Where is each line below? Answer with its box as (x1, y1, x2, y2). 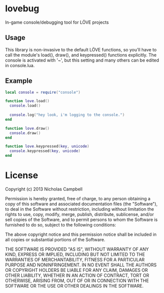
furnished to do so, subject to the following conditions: (5, 222, 116, 227)
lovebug (5, 3, 40, 14)
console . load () (9, 103, 41, 109)
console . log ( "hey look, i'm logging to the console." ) (9, 112, 125, 117)
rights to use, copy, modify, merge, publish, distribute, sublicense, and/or (5, 212, 154, 217)
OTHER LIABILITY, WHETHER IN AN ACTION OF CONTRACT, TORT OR (5, 272, 149, 278)
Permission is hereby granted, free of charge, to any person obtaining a (5, 196, 151, 201)
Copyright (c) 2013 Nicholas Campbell (5, 186, 83, 192)
